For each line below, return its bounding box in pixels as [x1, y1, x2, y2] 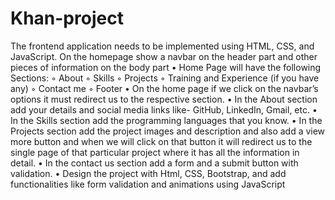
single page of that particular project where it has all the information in [10, 146, 300, 158]
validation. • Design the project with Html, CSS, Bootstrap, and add [10, 167, 287, 179]
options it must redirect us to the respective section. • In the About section [10, 93, 318, 105]
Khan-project [10, 7, 124, 30]
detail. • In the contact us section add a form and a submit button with [10, 157, 299, 169]
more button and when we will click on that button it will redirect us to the [10, 135, 313, 147]
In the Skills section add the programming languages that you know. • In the [10, 114, 323, 126]
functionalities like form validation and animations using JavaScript [10, 178, 286, 190]
